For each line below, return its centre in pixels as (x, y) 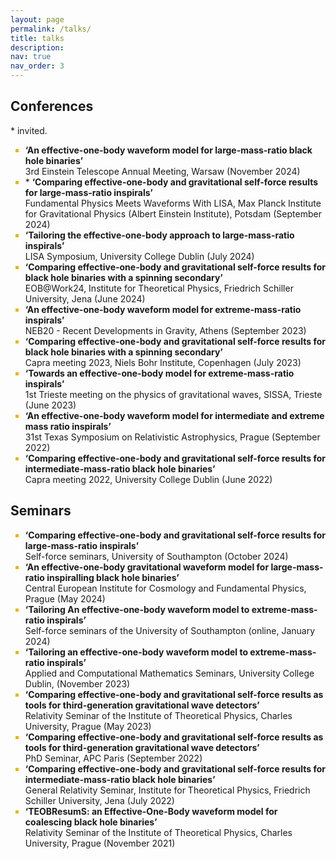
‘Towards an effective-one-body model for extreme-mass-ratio (159, 373)
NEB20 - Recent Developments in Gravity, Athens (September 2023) (165, 330)
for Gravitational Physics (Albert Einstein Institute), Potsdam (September (173, 213)
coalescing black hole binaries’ (91, 822)
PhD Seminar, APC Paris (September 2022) (113, 758)
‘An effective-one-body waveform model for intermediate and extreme (174, 415)
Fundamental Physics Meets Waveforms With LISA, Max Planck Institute (173, 203)
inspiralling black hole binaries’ (113, 577)
